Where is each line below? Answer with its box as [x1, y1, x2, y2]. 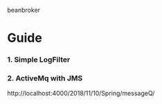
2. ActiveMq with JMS [7, 73, 83, 83]
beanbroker [7, 6, 40, 14]
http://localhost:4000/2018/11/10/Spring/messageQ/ [7, 89, 155, 98]
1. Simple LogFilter [7, 55, 71, 64]
